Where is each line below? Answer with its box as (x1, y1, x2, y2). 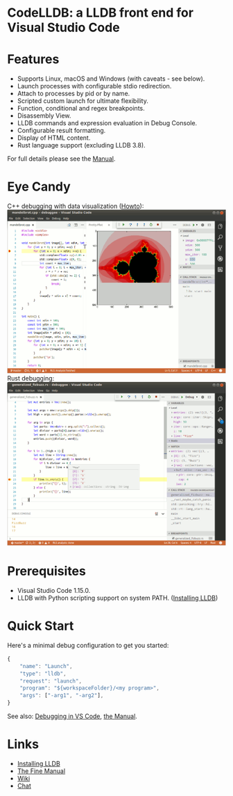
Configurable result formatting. (17, 127, 106, 135)
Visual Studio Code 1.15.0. (17, 587, 91, 595)
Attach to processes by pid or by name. (17, 89, 130, 98)
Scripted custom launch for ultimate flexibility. (17, 97, 149, 105)
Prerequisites (7, 564, 87, 579)
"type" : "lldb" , (19, 670, 67, 677)
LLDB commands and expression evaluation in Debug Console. (17, 119, 198, 127)
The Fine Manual (17, 767, 66, 775)
